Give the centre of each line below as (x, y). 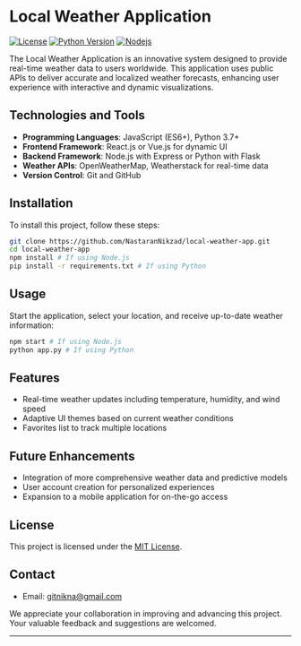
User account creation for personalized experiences (118, 487)
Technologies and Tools (77, 115)
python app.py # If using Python (72, 350)
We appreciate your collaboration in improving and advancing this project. (146, 613)
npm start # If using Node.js (66, 341)
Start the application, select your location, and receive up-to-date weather (146, 315)
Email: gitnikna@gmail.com (72, 596)
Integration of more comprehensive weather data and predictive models (155, 478)
